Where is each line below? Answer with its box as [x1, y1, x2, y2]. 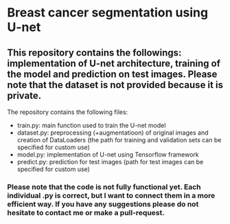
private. [7, 89, 42, 101]
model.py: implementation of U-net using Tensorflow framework [16, 150, 199, 159]
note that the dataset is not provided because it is [7, 79, 223, 91]
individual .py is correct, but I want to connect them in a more [7, 190, 216, 200]
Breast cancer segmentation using [7, 5, 208, 21]
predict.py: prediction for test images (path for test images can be [16, 158, 204, 166]
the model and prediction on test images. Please [7, 68, 218, 80]
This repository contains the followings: [7, 47, 182, 58]
